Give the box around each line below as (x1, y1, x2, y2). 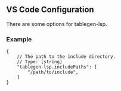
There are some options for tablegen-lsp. (6, 20, 107, 27)
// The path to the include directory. (17, 54, 116, 60)
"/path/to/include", (27, 69, 79, 76)
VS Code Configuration (6, 5, 94, 15)
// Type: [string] (17, 59, 63, 65)
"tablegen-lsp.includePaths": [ (17, 64, 97, 70)
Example (6, 35, 32, 43)
